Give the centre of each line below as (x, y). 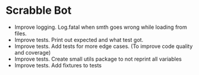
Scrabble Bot (39, 10)
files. (21, 33)
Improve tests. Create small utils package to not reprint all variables (98, 59)
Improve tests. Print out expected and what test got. (79, 40)
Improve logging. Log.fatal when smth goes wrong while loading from (101, 27)
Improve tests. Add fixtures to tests (58, 65)
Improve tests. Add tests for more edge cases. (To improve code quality (103, 46)
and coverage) (33, 52)
